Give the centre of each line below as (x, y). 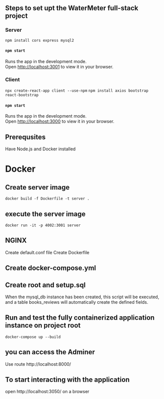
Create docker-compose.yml (51, 268)
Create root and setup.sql (45, 285)
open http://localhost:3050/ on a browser (47, 392)
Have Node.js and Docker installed (40, 149)
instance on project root (43, 325)
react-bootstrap (22, 95)
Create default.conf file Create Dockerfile (47, 252)
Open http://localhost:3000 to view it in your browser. (60, 122)
